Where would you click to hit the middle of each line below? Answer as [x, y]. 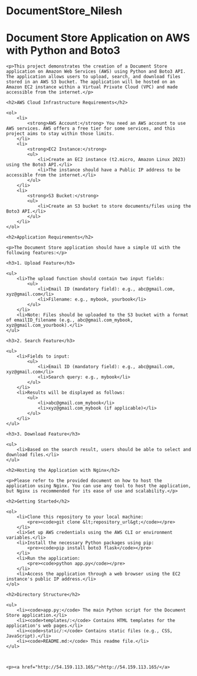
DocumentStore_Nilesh [64, 11]
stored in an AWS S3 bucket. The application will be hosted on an [91, 82]
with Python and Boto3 [63, 51]
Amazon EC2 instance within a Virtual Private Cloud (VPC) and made [92, 87]
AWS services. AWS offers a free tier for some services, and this [91, 128]
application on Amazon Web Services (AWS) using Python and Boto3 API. [96, 72]
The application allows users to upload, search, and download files [93, 77]
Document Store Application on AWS [98, 38]
